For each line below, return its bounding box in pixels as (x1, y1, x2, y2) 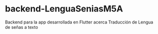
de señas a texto (5, 24, 38, 30)
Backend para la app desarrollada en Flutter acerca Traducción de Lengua (5, 19, 154, 25)
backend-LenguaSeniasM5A (5, 3, 123, 14)
